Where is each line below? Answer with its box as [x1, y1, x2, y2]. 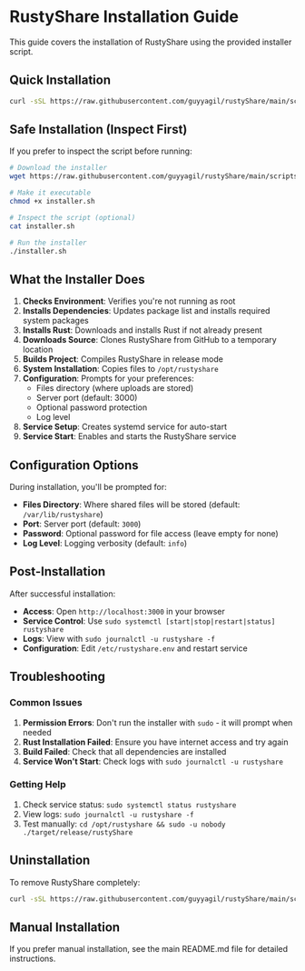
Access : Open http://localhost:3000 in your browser [22, 606, 225, 616]
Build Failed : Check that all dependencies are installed [22, 746, 227, 756]
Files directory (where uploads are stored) [35, 383, 194, 394]
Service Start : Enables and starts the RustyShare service [22, 431, 237, 442]
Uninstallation [9, 853, 91, 868]
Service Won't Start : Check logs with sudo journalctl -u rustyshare [22, 756, 284, 766]
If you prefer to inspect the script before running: [9, 145, 192, 156]
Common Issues [9, 696, 84, 709]
